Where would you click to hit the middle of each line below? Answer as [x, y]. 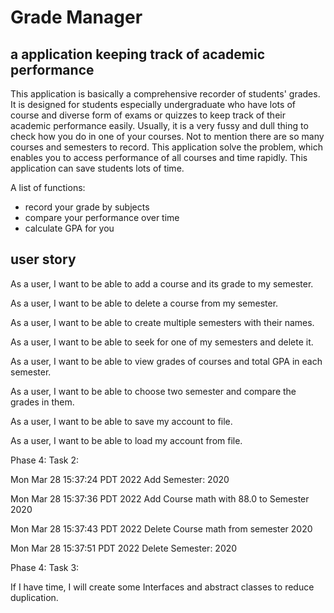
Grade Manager [76, 17]
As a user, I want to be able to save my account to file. [121, 421]
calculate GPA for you [69, 228]
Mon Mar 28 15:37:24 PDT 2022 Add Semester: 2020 [120, 479]
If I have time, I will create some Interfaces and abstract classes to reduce [162, 587]
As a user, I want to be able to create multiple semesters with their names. [162, 322]
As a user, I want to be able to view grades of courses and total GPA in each [166, 361]
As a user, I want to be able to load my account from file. [126, 440]
